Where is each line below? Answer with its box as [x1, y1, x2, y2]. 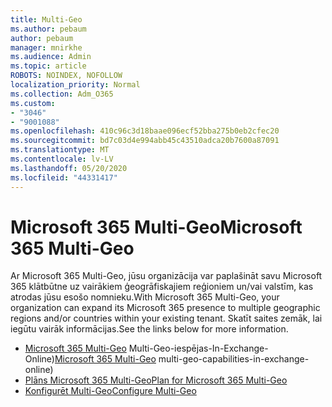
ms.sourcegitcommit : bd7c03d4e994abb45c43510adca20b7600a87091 [10, 136, 280, 146]
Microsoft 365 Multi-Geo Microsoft [10, 216, 303, 238]
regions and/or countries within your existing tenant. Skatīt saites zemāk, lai [10, 312, 323, 325]
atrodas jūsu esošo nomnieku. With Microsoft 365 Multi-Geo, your [10, 291, 280, 303]
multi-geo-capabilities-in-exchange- [158, 353, 310, 365]
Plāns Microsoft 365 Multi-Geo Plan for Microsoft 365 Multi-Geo [24, 374, 288, 386]
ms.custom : [10, 98, 56, 108]
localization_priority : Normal [10, 80, 141, 90]
